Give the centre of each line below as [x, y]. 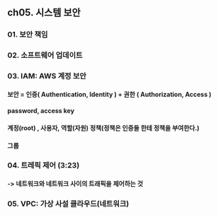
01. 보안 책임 [28, 35]
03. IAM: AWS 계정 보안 [47, 76]
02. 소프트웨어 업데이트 [45, 55]
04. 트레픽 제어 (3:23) [44, 165]
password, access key [41, 111]
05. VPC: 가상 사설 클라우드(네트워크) [68, 204]
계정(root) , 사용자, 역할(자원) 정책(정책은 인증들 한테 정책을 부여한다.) [103, 128]
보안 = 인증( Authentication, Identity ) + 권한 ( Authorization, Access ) [109, 94]
